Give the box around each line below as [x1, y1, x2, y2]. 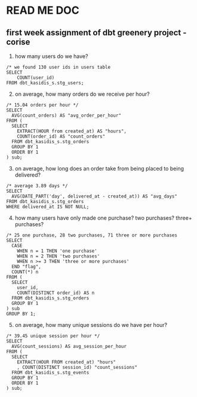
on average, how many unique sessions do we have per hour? [14, 322, 168, 328]
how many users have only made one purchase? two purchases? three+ [14, 214, 192, 222]
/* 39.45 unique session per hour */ [6, 333, 100, 339]
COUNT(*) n [11, 269, 39, 275]
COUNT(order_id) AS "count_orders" [17, 134, 106, 140]
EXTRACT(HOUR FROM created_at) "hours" [17, 359, 116, 365]
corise [6, 37, 30, 47]
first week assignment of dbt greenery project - [6, 28, 187, 38]
